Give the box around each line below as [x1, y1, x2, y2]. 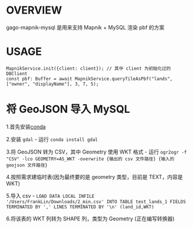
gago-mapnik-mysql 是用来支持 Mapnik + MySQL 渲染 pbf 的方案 [6, 24, 165, 31]
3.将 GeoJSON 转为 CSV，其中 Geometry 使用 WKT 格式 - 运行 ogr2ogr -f [6, 148, 187, 155]
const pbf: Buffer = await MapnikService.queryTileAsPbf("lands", [6, 76, 173, 82]
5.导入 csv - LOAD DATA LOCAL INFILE [6, 192, 94, 199]
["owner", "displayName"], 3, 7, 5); [6, 81, 99, 87]
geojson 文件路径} [6, 162, 48, 168]
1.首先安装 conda [6, 123, 46, 130]
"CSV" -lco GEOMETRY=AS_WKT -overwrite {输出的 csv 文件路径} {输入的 [6, 156, 175, 162]
